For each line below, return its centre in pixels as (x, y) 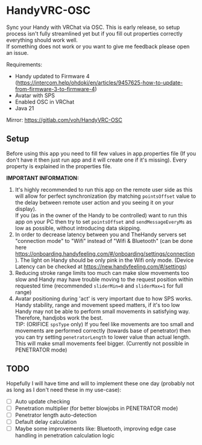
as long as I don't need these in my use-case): (64, 390)
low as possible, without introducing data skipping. (78, 228)
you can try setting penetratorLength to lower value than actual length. (103, 337)
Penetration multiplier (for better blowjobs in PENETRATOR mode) (96, 408)
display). (26, 209)
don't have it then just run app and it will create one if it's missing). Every (96, 160)
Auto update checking (43, 401)
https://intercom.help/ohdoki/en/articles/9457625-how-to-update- (100, 83)
